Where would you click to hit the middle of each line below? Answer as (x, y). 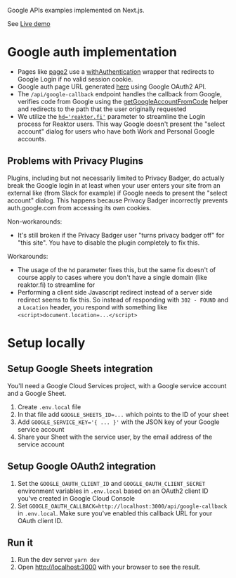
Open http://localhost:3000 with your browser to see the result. (109, 567)
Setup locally (46, 343)
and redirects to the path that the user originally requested (102, 109)
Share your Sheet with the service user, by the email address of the (115, 437)
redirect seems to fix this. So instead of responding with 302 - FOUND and (123, 300)
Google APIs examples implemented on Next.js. (76, 10)
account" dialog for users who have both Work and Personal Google (116, 131)
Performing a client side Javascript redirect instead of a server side (115, 292)
